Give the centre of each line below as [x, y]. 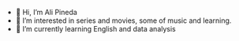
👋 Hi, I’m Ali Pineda [46, 12]
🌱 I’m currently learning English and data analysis [95, 29]
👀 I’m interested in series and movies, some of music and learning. [123, 20]
